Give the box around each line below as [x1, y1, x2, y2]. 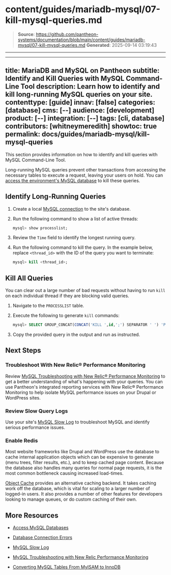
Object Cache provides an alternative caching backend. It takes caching [5, 480, 157, 486]
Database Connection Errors [12, 534, 73, 540]
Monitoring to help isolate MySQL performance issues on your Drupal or [5, 389, 156, 395]
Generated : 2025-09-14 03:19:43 [86, 42, 157, 48]
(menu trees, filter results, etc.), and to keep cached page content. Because [5, 459, 164, 466]
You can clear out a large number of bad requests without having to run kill [5, 287, 165, 294]
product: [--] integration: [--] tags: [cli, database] [5, 114, 165, 123]
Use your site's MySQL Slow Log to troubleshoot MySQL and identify [5, 419, 150, 425]
